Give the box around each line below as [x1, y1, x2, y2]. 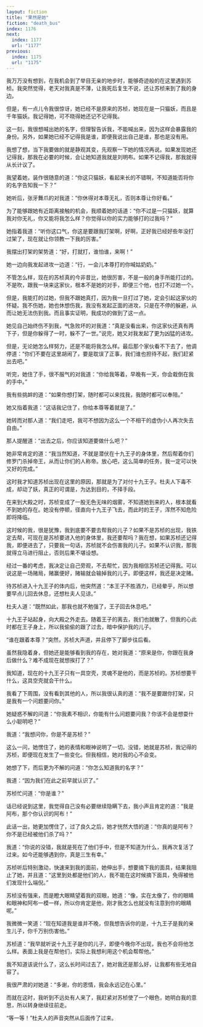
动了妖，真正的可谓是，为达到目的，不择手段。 [22, 485, 139, 493]
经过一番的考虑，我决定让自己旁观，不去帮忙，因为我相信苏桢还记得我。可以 [6, 562, 197, 569]
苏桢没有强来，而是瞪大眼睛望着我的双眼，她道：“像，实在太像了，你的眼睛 [6, 891, 195, 899]
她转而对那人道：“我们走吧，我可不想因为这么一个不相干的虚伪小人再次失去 [6, 416, 195, 424]
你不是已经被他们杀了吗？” [6, 830, 72, 838]
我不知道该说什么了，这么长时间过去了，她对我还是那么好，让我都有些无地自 [6, 960, 197, 968]
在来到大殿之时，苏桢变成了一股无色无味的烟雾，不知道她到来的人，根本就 [6, 498, 192, 505]
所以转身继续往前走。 [16, 1001, 70, 1008]
